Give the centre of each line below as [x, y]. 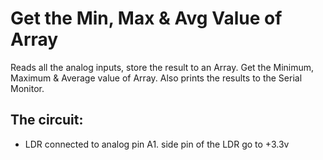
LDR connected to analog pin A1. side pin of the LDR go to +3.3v [157, 144]
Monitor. [27, 88]
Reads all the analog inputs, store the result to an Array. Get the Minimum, [162, 67]
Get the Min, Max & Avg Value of [146, 18]
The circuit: [47, 120]
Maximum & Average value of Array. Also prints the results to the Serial [156, 78]
